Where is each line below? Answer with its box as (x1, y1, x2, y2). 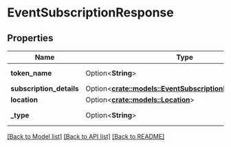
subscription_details (10, 84, 79, 93)
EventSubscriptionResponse (7, 5, 174, 21)
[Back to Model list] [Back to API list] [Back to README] (7, 133, 165, 140)
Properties (7, 32, 54, 44)
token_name (10, 69, 52, 78)
